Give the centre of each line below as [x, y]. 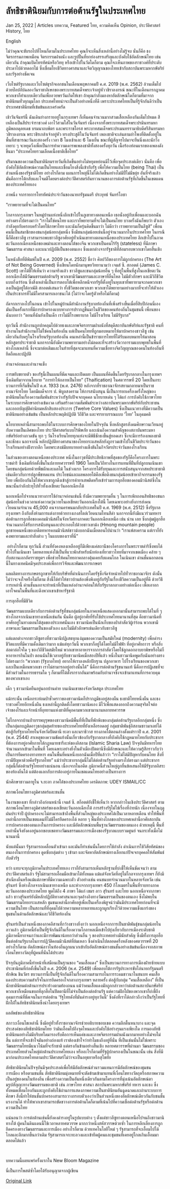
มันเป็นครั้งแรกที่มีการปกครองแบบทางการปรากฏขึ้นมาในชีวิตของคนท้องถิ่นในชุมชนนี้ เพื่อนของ [83, 309]
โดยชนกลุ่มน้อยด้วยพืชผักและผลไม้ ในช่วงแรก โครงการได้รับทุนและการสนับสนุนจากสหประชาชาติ [86, 469]
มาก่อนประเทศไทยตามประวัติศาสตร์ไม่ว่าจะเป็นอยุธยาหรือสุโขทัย [58, 1057]
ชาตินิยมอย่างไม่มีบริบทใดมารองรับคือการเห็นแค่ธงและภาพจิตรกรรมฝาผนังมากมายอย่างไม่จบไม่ [83, 1034]
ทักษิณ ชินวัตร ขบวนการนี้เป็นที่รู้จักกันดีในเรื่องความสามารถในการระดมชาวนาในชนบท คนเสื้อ [83, 974]
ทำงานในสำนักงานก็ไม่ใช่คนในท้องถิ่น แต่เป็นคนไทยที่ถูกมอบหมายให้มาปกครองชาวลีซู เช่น [80, 331]
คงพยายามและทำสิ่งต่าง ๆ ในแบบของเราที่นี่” [42, 536]
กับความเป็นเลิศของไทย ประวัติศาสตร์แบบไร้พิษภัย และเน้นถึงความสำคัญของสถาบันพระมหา [80, 430]
